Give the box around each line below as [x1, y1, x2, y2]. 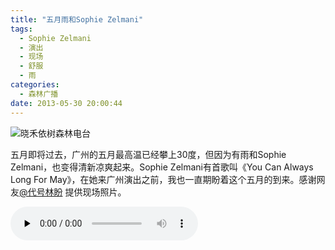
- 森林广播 [19, 89, 59, 99]
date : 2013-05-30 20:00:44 [10, 98, 123, 108]
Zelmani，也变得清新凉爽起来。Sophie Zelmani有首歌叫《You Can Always [10, 161, 314, 173]
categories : [10, 80, 60, 90]
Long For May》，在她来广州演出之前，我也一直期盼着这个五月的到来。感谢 [10, 173, 317, 185]
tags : [10, 24, 33, 34]
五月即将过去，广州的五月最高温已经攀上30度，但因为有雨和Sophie [10, 148, 287, 160]
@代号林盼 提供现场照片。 [19, 186, 127, 198]
